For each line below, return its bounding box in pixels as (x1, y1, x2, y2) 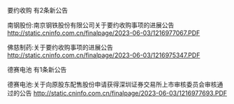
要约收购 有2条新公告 (7, 6, 68, 14)
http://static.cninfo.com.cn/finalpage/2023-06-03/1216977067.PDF (7, 29, 200, 37)
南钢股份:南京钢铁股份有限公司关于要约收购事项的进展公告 (7, 21, 175, 29)
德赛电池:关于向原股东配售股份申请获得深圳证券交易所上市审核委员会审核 (7, 80, 218, 89)
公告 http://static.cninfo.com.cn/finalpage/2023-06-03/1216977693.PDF (19, 89, 227, 97)
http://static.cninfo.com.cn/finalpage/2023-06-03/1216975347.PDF (7, 51, 200, 59)
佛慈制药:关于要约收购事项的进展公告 (7, 43, 114, 51)
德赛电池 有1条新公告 (7, 66, 67, 73)
